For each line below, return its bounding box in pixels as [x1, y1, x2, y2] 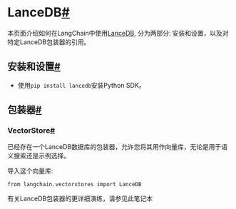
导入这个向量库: [7, 167, 53, 175]
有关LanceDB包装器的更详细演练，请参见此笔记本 [7, 194, 153, 203]
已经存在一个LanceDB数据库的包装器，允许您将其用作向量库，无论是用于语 [7, 143, 228, 151]
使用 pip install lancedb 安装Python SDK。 [17, 81, 145, 89]
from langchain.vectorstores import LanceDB [7, 181, 142, 188]
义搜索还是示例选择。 [7, 151, 70, 160]
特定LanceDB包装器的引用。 [7, 37, 91, 46]
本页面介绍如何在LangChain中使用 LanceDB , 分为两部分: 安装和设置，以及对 [7, 29, 230, 37]
